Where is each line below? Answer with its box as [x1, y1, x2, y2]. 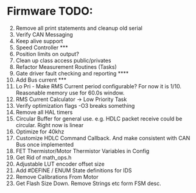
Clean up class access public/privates [15, 57, 111, 64]
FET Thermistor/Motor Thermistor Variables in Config [15, 147, 150, 155]
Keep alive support [15, 37, 63, 44]
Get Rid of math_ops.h [15, 153, 72, 161]
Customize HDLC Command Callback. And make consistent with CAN [15, 134, 191, 141]
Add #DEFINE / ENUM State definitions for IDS [15, 166, 132, 174]
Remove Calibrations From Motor [15, 173, 99, 180]
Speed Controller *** [15, 44, 69, 51]
